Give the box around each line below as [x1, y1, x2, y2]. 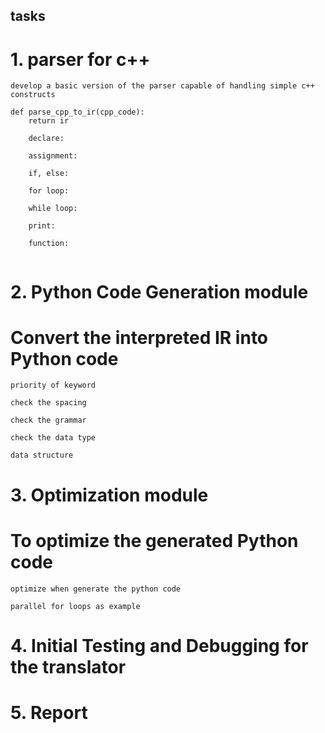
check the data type [10, 433, 97, 443]
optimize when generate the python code [10, 584, 182, 594]
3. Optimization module [10, 484, 209, 506]
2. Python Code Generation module [10, 280, 309, 303]
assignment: [28, 151, 78, 161]
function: [28, 239, 70, 249]
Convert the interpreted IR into [10, 326, 269, 349]
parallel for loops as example [10, 601, 141, 611]
